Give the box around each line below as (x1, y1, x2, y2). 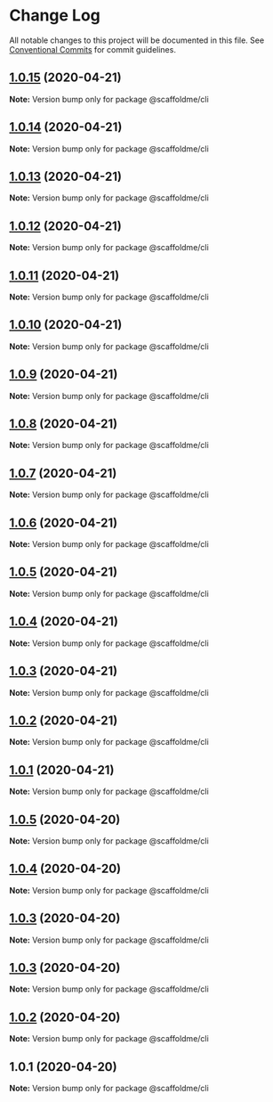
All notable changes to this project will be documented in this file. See (9, 35, 265, 45)
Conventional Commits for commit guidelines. (9, 44, 176, 54)
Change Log (9, 5, 100, 26)
